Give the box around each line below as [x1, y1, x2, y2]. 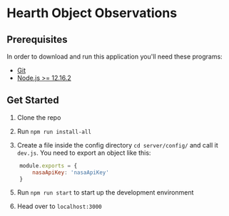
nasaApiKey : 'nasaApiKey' [32, 169, 110, 176]
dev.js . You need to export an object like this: [16, 148, 151, 157]
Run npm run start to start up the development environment [16, 188, 194, 197]
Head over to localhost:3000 [16, 202, 102, 211]
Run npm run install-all [16, 127, 92, 135]
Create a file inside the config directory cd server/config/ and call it [16, 140, 218, 149]
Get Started [6, 94, 59, 106]
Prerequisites [6, 34, 68, 46]
